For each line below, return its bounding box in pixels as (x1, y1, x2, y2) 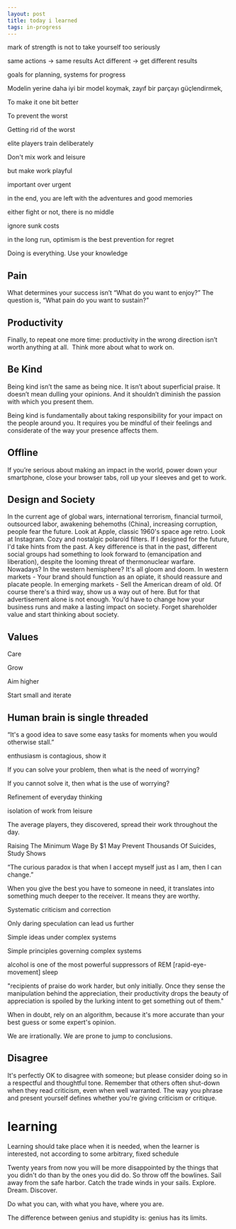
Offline (7, 447, 38, 459)
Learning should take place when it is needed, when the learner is (7, 1142, 200, 1150)
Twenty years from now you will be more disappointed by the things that (7, 1163, 218, 1172)
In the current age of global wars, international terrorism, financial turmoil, (7, 512, 223, 521)
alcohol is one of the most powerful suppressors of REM (7, 960, 172, 969)
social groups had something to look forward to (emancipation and (7, 550, 202, 559)
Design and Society (7, 494, 96, 506)
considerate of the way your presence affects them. (7, 426, 159, 435)
